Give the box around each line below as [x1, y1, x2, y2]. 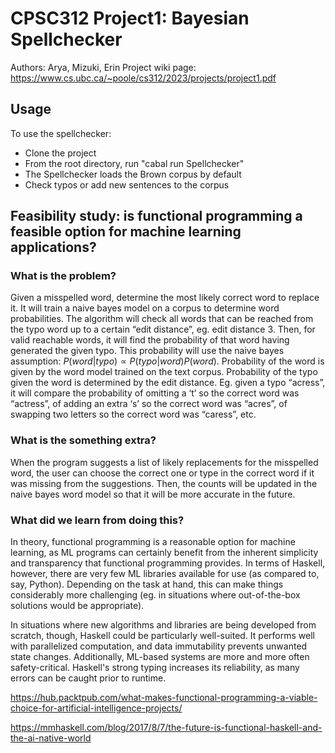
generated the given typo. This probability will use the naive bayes [10, 345, 285, 357]
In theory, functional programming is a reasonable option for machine [10, 536, 296, 548]
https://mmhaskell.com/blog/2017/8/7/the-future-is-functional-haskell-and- [10, 722, 323, 734]
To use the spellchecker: [10, 127, 112, 139]
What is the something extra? [10, 433, 157, 447]
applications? [10, 239, 97, 256]
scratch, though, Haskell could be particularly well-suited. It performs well [10, 630, 315, 642]
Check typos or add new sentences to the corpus [24, 178, 230, 191]
